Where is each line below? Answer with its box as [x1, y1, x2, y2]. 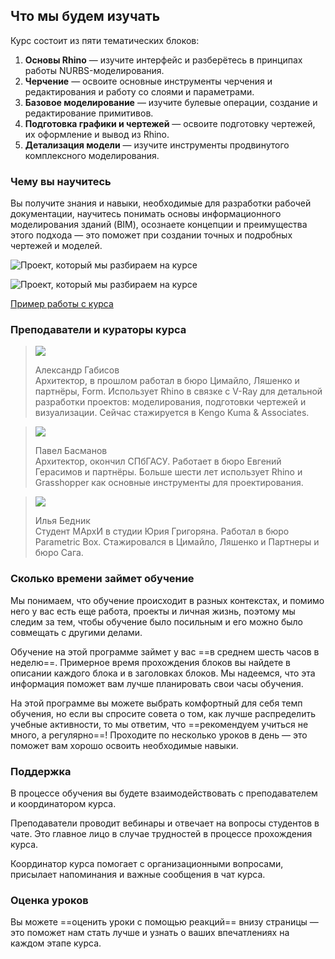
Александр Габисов [34, 364, 120, 376]
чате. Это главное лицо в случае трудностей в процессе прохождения [10, 828, 313, 839]
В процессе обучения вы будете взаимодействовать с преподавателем [10, 787, 318, 799]
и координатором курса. [10, 798, 117, 809]
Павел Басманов [34, 445, 108, 457]
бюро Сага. [34, 547, 84, 559]
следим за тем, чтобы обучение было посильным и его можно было [10, 615, 303, 628]
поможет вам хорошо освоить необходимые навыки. [10, 739, 239, 751]
